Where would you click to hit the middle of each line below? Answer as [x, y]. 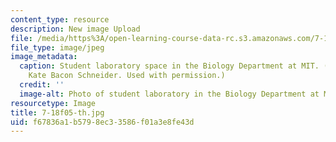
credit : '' [42, 85]
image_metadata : [44, 57]
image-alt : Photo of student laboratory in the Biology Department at [169, 94]
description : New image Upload [75, 29]
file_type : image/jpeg [57, 47]
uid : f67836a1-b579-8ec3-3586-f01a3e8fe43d [102, 122]
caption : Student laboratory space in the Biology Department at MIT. [169, 66]
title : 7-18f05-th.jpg [57, 112]
